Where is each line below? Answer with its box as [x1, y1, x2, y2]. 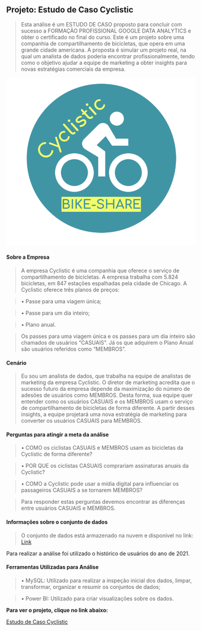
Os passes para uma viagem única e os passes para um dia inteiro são [20, 333, 196, 340]
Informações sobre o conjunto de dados [6, 519, 108, 526]
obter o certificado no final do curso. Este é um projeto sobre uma [20, 33, 185, 41]
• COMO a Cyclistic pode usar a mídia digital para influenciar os [20, 480, 179, 488]
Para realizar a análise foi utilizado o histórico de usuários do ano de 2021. [6, 549, 190, 557]
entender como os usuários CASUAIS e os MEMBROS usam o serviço [20, 398, 193, 405]
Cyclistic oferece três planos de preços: [20, 286, 120, 294]
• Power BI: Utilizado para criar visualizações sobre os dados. [20, 594, 174, 602]
